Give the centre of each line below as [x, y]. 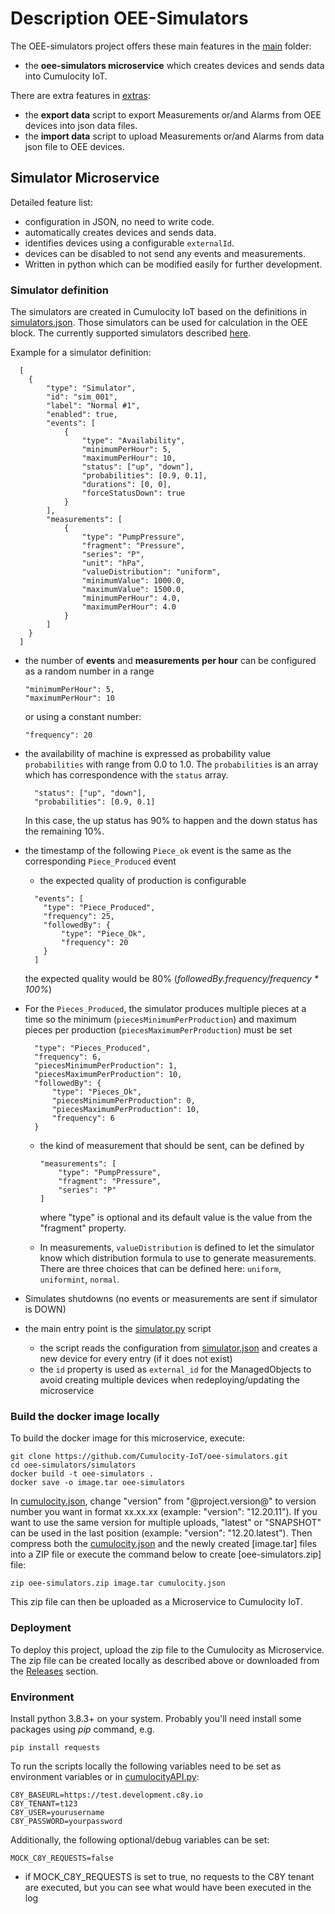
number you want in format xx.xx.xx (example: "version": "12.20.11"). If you [164, 1512]
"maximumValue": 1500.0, [133, 590]
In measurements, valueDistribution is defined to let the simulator [177, 1248]
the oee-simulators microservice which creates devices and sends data [174, 65]
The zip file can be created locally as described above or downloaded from [165, 1660]
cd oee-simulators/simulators [73, 1465]
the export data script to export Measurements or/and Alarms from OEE [173, 114]
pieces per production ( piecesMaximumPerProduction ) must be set [158, 1030]
